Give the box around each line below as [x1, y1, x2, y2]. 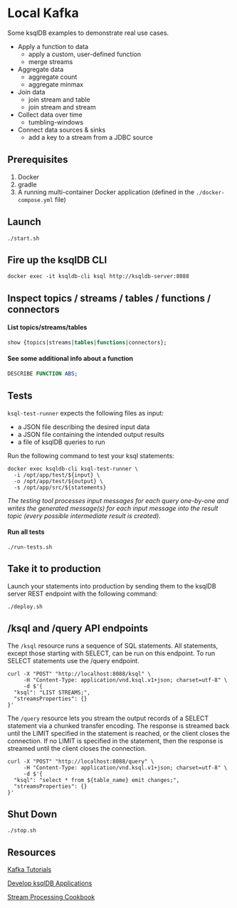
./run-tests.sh [7, 543, 53, 551]
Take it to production [7, 563, 101, 575]
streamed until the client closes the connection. [7, 744, 147, 752]
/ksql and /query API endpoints [7, 623, 149, 635]
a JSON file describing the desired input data [17, 422, 150, 431]
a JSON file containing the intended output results [17, 430, 165, 438]
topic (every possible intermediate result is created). [7, 511, 162, 520]
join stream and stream [28, 102, 96, 111]
